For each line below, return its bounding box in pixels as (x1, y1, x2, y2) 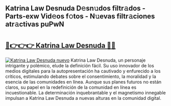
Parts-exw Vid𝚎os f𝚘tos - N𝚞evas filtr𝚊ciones (5, 12, 155, 21)
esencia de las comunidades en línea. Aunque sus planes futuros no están (5, 79, 162, 85)
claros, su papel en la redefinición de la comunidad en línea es (5, 84, 137, 90)
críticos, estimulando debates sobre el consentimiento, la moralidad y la (5, 73, 157, 79)
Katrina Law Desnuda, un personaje (70, 57, 146, 63)
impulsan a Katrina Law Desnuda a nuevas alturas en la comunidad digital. (5, 95, 162, 101)
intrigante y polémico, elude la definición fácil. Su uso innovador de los (5, 63, 154, 68)
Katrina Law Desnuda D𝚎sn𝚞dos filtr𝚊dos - (5, 4, 145, 13)
